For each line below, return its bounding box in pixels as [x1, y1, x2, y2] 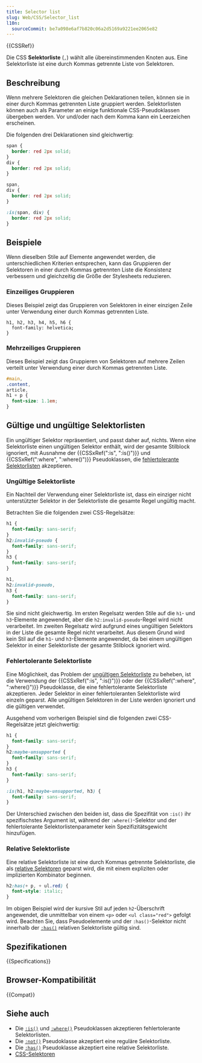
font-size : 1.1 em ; [11, 398, 58, 404]
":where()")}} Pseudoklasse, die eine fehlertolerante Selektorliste [6, 683, 168, 691]
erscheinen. [6, 119, 36, 127]
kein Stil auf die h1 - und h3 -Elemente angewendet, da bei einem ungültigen [6, 635, 192, 643]
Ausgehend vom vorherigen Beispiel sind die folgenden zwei [6, 714, 157, 722]
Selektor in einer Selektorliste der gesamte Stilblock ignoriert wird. [6, 642, 171, 649]
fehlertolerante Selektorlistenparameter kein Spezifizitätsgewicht [6, 823, 168, 830]
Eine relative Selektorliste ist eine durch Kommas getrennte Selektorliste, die [6, 858, 196, 866]
